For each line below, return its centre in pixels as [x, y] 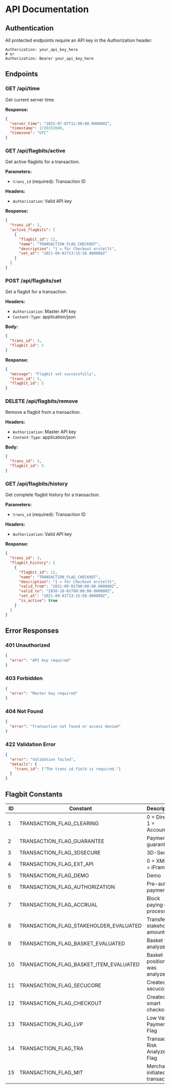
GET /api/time [23, 88]
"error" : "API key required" [40, 660]
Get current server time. [30, 100]
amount [156, 932]
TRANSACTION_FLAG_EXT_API [56, 864]
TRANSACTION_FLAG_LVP [51, 1024]
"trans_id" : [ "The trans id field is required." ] [68, 769]
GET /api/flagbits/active [35, 150]
